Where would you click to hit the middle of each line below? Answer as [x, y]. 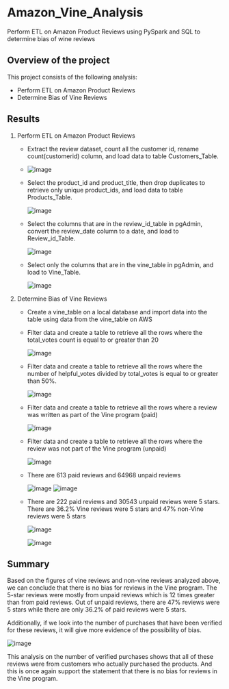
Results [24, 119]
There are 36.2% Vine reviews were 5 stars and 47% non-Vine [115, 509]
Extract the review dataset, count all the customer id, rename [113, 149]
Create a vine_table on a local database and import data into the [117, 312]
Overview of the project [59, 61]
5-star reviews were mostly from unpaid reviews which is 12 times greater [111, 595]
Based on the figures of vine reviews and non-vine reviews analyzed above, [114, 581]
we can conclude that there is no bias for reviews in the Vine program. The [112, 588]
